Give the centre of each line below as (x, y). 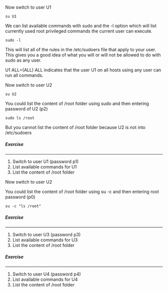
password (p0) (20, 197)
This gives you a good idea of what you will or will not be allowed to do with (83, 55)
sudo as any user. (23, 60)
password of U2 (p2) (27, 109)
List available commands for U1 (44, 167)
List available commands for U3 (45, 240)
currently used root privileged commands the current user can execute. (79, 31)
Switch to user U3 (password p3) (46, 234)
